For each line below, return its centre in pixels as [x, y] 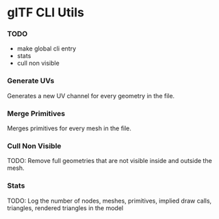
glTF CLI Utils [46, 13]
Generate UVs [31, 81]
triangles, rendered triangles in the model [65, 208]
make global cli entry [47, 48]
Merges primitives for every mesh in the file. [69, 128]
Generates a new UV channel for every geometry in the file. [91, 96]
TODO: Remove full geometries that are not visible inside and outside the [109, 161]
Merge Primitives [36, 113]
